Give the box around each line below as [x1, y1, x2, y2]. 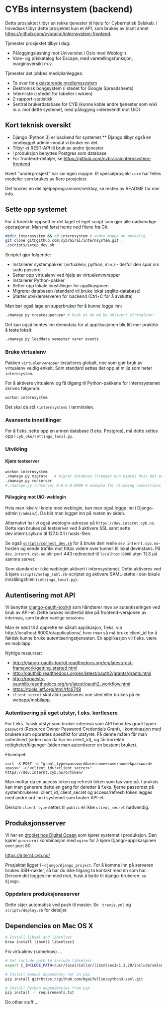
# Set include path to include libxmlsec [5, 958, 92, 964]
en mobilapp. [5, 640, 32, 646]
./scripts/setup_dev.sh [5, 243, 55, 248]
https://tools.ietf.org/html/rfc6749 [12, 686, 81, 692]
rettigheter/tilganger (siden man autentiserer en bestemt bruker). [5, 742, 138, 748]
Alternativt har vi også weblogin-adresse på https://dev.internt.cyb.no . [5, 520, 156, 526]
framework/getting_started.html [12, 665, 78, 671]
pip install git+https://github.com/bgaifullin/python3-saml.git [5, 977, 143, 982]
